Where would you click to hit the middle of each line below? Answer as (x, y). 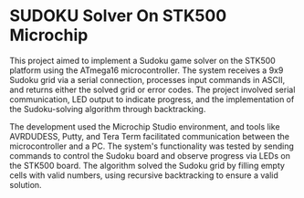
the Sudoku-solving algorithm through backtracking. (108, 109)
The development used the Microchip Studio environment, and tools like (145, 126)
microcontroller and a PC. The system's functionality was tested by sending (152, 146)
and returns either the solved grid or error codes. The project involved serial (152, 89)
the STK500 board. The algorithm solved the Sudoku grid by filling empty (147, 165)
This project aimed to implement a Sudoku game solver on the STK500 (142, 60)
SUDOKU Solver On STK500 (118, 16)
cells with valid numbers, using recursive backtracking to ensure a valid (144, 175)
